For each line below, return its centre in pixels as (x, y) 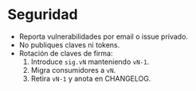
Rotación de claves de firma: (66, 53)
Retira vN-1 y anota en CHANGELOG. (91, 78)
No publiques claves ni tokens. (69, 44)
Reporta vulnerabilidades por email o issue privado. (104, 36)
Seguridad (43, 15)
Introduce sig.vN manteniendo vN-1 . (90, 62)
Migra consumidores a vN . (73, 70)
